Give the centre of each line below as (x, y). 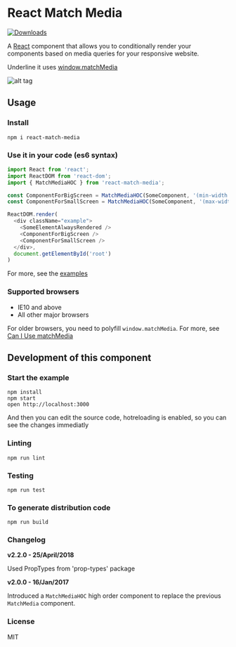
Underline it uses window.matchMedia (63, 67)
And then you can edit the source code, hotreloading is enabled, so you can (117, 418)
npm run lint (26, 458)
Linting (19, 443)
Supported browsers (43, 292)
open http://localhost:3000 (48, 405)
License (21, 622)
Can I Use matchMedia (40, 336)
